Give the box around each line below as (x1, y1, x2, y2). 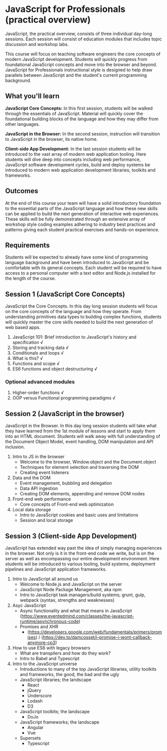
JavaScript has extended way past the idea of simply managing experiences (5, 545, 162, 551)
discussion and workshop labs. (5, 41, 69, 47)
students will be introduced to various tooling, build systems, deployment (5, 561, 156, 567)
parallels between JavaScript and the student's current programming (5, 72, 147, 78)
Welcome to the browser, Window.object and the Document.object (19, 459, 157, 465)
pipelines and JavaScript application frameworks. (5, 566, 107, 572)
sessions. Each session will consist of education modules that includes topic (5, 36, 162, 42)
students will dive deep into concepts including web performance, (5, 156, 141, 162)
